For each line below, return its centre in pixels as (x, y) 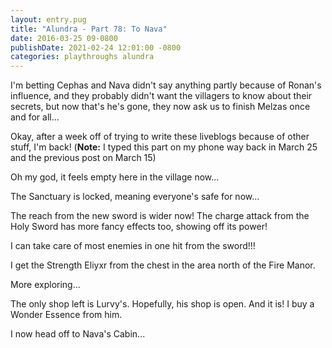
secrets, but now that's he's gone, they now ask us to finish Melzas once (160, 107)
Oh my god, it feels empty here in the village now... (115, 177)
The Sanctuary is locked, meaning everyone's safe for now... (135, 197)
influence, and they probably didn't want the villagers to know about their (161, 96)
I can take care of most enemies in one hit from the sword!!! (133, 246)
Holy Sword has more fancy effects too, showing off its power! (139, 227)
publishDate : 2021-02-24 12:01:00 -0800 (96, 47)
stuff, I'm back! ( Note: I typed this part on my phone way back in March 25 (164, 147)
